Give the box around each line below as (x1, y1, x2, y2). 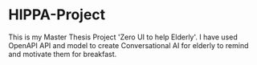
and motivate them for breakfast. (8, 49, 117, 59)
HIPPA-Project (8, 6, 106, 24)
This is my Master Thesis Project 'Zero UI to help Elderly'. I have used (8, 32, 239, 42)
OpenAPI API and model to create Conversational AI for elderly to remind (8, 40, 249, 50)
